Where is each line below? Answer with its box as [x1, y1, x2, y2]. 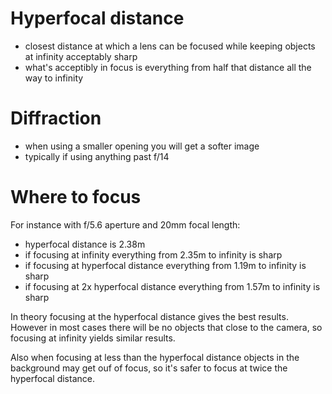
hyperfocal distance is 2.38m [24, 238, 146, 250]
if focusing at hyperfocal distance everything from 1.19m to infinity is [24, 259, 307, 271]
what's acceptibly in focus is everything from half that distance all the [24, 61, 312, 73]
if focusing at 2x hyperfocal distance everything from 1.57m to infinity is [24, 280, 321, 292]
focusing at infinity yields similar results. [10, 332, 176, 344]
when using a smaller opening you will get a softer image [24, 140, 260, 152]
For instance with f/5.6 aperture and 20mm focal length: [10, 218, 241, 231]
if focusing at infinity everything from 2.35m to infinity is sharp [24, 248, 283, 261]
